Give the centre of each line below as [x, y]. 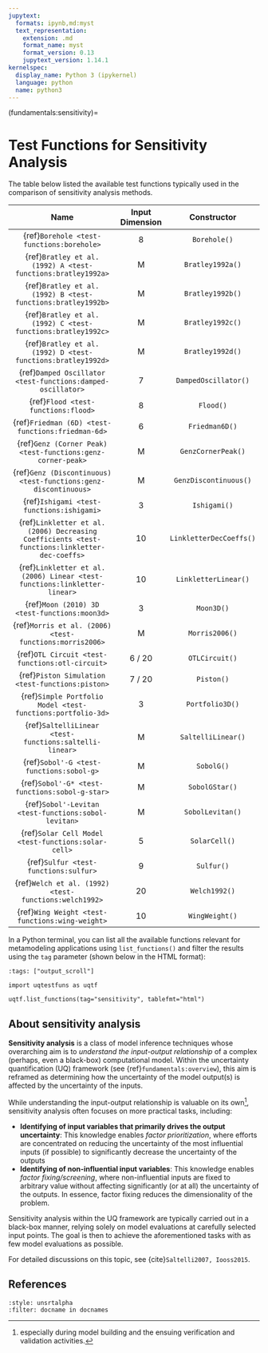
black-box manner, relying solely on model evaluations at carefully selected [132, 1227]
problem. [35, 1203]
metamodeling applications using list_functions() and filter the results [126, 949]
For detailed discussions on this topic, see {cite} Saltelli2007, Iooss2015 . [129, 1259]
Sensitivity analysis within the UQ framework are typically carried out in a [128, 1218]
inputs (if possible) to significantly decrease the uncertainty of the [128, 1152]
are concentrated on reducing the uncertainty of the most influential [131, 1143]
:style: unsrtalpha [41, 1303]
